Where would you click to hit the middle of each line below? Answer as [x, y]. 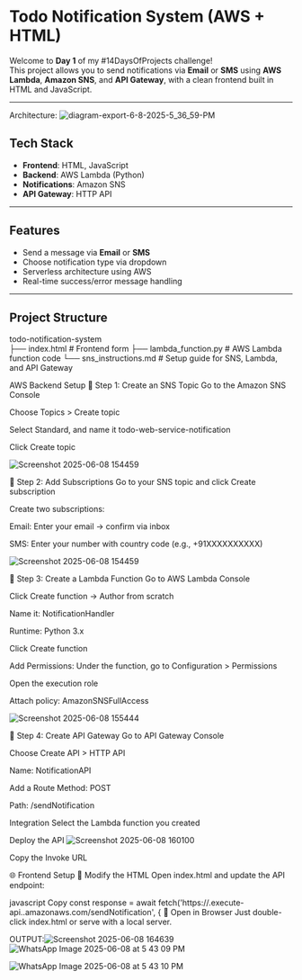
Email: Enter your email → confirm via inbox [90, 526]
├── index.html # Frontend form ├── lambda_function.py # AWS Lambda [146, 349]
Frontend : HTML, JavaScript [75, 165]
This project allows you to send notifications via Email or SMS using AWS [146, 70]
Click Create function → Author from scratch [92, 597]
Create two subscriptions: [57, 509]
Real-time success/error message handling [102, 281]
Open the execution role [54, 683]
